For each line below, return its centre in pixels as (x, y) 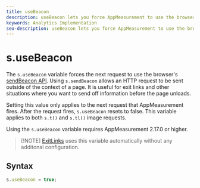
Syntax (20, 166)
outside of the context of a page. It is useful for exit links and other (88, 87)
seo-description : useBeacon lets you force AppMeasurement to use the (96, 28)
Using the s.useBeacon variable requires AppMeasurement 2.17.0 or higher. (97, 130)
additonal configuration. (50, 147)
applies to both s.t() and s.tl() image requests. (66, 118)
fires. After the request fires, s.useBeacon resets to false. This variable (91, 112)
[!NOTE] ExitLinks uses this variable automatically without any (96, 141)
